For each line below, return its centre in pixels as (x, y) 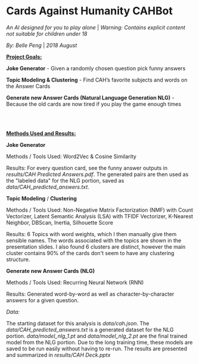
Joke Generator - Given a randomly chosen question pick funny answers (96, 68)
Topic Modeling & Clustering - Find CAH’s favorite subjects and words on (97, 80)
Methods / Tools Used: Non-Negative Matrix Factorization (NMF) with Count (100, 210)
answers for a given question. (43, 300)
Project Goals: (24, 57)
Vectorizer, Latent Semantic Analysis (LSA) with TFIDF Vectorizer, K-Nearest (100, 216)
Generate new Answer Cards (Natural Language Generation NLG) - (90, 98)
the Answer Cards (28, 86)
